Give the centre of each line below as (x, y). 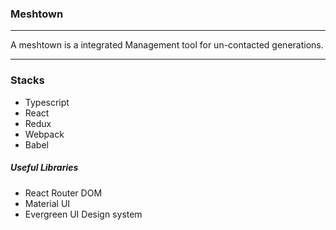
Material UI (47, 203)
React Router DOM (63, 193)
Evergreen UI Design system (83, 214)
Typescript (47, 102)
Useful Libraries (44, 168)
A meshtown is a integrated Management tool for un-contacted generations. (167, 45)
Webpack (44, 134)
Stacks (27, 80)
